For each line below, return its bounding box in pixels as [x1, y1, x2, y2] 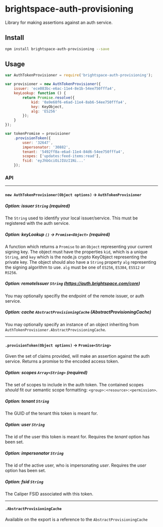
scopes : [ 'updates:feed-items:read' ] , [22, 154, 101, 159]
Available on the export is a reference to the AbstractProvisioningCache [5, 517, 148, 523]
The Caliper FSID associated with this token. [5, 491, 94, 497]
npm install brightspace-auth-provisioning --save [5, 46, 110, 52]
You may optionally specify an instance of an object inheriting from [5, 321, 139, 327]
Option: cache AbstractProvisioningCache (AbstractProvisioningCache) [5, 309, 151, 315]
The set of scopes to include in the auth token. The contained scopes [5, 382, 144, 387]
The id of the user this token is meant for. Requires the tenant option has [5, 434, 150, 439]
